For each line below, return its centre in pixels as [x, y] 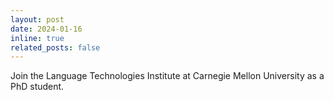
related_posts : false [55, 47]
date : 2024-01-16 [46, 29]
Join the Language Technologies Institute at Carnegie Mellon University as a [167, 76]
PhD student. [37, 87]
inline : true [37, 38]
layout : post [37, 19]
